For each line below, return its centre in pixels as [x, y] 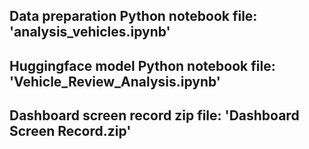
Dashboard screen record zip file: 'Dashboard [154, 115]
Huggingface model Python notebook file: [142, 65]
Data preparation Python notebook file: [133, 16]
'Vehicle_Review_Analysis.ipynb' [115, 81]
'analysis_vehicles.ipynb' [90, 32]
